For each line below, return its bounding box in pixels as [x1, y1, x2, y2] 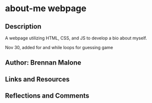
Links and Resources [5, 75, 70, 83]
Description [5, 22, 41, 31]
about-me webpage [5, 3, 87, 14]
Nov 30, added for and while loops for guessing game [5, 45, 114, 50]
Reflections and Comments [5, 92, 90, 100]
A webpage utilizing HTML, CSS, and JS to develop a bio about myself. [5, 35, 147, 41]
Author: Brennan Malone [5, 59, 81, 67]
